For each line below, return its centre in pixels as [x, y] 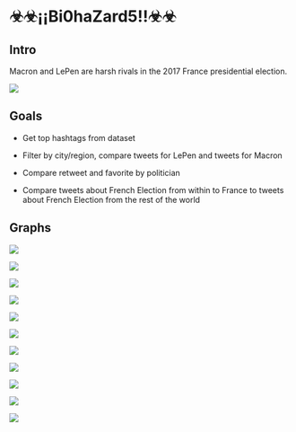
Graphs [30, 228]
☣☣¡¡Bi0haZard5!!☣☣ [93, 17]
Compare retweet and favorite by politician [101, 172]
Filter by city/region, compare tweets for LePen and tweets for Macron [152, 155]
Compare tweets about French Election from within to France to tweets [153, 190]
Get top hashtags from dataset [79, 137]
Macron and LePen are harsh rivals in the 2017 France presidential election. [148, 71]
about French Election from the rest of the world [111, 199]
